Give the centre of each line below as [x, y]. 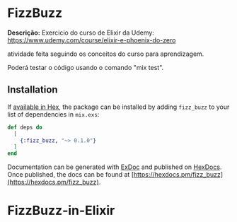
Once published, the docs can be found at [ [71, 175]
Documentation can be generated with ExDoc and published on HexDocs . [115, 167]
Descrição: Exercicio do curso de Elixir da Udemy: [81, 33]
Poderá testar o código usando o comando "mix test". [86, 67]
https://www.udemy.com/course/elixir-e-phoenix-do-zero [92, 40]
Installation [33, 90]
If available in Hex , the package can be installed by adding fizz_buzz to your [118, 107]
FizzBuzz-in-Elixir [61, 211]
